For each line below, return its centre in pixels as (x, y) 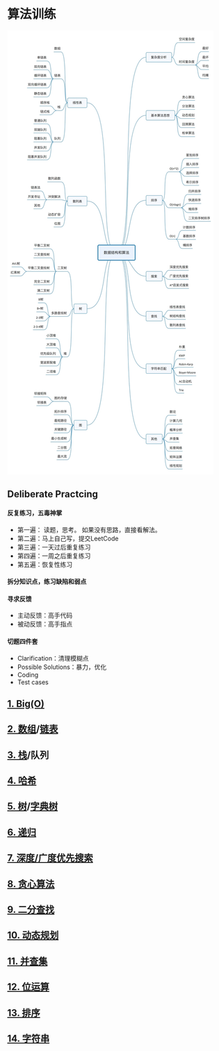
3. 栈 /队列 (28, 755)
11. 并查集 (27, 961)
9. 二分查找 (31, 910)
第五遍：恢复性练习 (45, 564)
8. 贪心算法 (31, 884)
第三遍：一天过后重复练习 (54, 547)
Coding (28, 675)
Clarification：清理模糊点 (53, 658)
